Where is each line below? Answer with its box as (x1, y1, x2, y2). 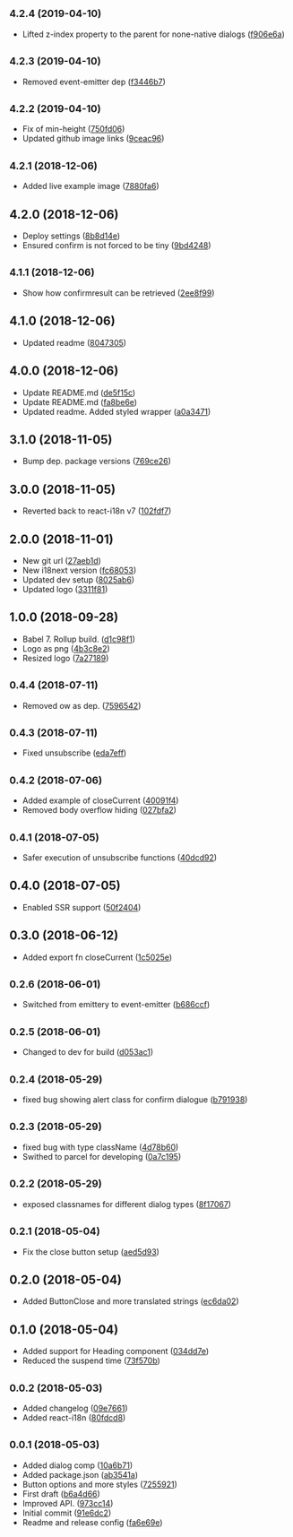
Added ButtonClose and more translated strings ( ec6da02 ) (22, 1296, 239, 1307)
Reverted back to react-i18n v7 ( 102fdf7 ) (22, 505, 172, 516)
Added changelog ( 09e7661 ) (22, 1403, 128, 1413)
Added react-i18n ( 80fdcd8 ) (22, 1412, 126, 1423)
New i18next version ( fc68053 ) (22, 565, 137, 575)
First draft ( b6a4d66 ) (22, 1488, 100, 1499)
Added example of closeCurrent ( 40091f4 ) (22, 795, 179, 806)
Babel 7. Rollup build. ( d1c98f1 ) (22, 634, 136, 644)
